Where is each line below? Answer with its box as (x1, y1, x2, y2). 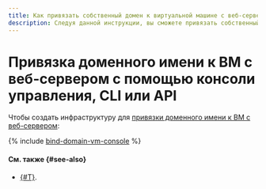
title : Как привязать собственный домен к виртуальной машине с (8, 11, 225, 20)
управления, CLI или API (8, 86, 177, 104)
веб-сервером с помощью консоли (8, 70, 256, 88)
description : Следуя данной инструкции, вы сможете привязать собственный (8, 19, 260, 27)
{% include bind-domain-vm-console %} (8, 136, 142, 146)
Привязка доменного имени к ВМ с (8, 53, 253, 71)
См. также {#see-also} (8, 155, 87, 164)
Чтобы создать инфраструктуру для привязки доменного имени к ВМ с (8, 112, 251, 123)
